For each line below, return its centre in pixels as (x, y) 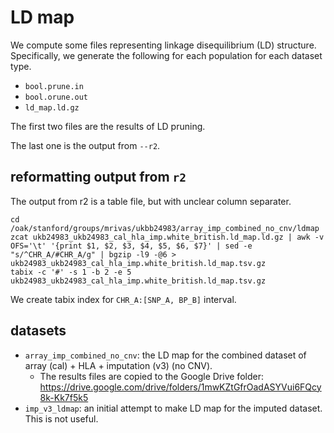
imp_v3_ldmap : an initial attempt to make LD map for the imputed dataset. (173, 408)
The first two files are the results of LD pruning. (108, 126)
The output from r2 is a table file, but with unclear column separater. (151, 201)
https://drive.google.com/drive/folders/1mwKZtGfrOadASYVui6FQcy (180, 387)
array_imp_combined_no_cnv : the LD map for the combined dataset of (165, 355)
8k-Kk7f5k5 (64, 397)
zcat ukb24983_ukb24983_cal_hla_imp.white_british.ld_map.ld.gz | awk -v (167, 237)
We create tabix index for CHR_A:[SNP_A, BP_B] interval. (123, 299)
